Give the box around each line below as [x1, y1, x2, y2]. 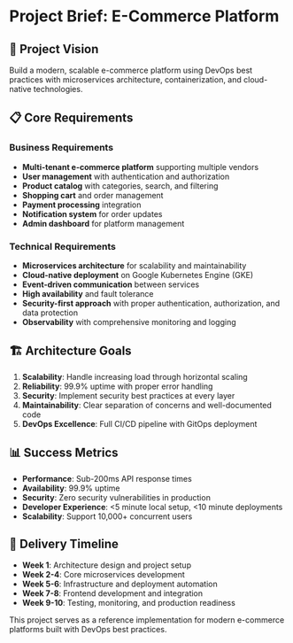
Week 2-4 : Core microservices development [21, 569, 186, 580]
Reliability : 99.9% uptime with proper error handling [21, 381, 213, 391]
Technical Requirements [9, 240, 117, 252]
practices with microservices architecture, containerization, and [9, 74, 242, 85]
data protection [21, 307, 78, 318]
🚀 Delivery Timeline [9, 537, 120, 551]
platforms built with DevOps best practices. [9, 624, 167, 635]
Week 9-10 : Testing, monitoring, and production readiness [21, 598, 236, 608]
